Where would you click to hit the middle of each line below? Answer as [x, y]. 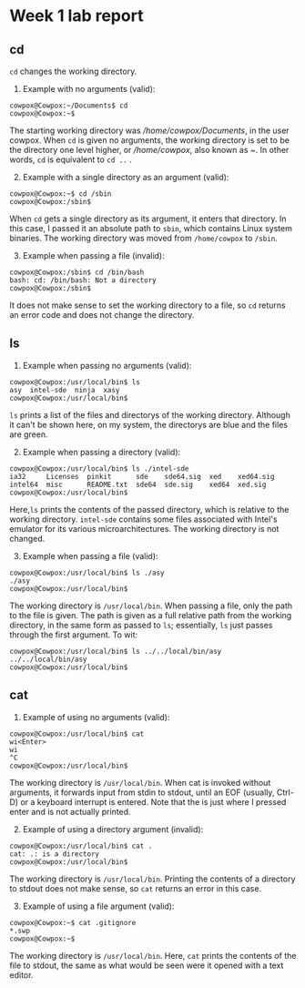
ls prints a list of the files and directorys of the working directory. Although [150, 414]
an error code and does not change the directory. [102, 315]
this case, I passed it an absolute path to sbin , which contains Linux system [151, 228]
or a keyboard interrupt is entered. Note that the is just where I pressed [153, 801]
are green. [29, 434]
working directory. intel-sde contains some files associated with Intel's [143, 519]
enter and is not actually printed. [70, 811]
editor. [21, 974]
